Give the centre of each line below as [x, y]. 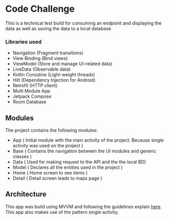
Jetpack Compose [32, 96]
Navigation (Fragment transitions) [48, 53]
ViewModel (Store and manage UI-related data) [63, 64]
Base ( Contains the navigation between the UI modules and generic [84, 151]
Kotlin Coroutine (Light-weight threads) [54, 75]
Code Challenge [40, 9]
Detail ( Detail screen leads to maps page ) [57, 178]
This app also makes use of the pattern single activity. [62, 212]
